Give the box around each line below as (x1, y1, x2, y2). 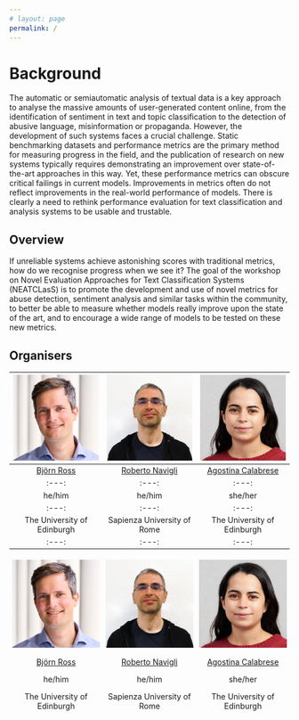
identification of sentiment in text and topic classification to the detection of (9, 111, 287, 122)
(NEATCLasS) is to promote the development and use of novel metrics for (9, 284, 279, 295)
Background (9, 63, 101, 84)
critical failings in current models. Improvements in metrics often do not (9, 178, 271, 189)
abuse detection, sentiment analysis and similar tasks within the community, (9, 294, 288, 305)
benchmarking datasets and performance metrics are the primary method (9, 140, 280, 151)
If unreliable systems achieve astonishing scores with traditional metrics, (9, 256, 276, 266)
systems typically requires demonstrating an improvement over (9, 159, 241, 169)
